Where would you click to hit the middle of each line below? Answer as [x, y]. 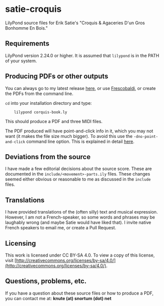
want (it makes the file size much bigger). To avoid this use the [69, 136]
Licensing [20, 243]
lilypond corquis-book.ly [41, 112]
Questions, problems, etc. [46, 281]
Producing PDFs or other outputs [57, 76]
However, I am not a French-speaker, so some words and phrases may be [80, 217]
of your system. [21, 61]
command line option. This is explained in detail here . [81, 141]
